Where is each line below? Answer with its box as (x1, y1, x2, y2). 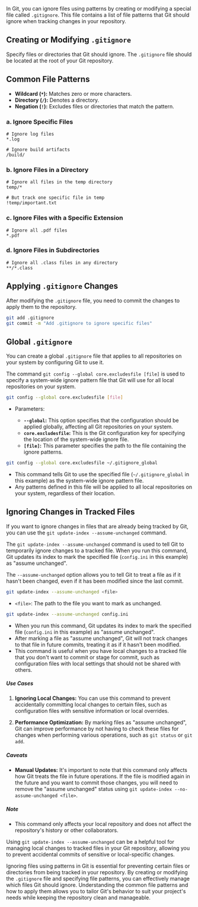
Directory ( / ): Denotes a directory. (14, 96, 100, 104)
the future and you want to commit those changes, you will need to (14, 779, 178, 786)
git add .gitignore (6, 315, 55, 321)
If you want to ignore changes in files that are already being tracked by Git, (6, 523, 189, 530)
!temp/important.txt (6, 200, 58, 206)
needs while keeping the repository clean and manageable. (6, 894, 151, 901)
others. (14, 666, 33, 673)
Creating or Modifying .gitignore (6, 35, 132, 45)
